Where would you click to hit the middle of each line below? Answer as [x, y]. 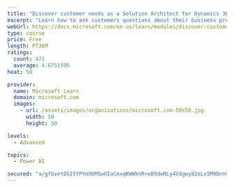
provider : [22, 84]
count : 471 [29, 59]
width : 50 [40, 117]
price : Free [24, 40]
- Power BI [29, 162]
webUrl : [18, 26]
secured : [20, 174]
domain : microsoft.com [46, 97]
